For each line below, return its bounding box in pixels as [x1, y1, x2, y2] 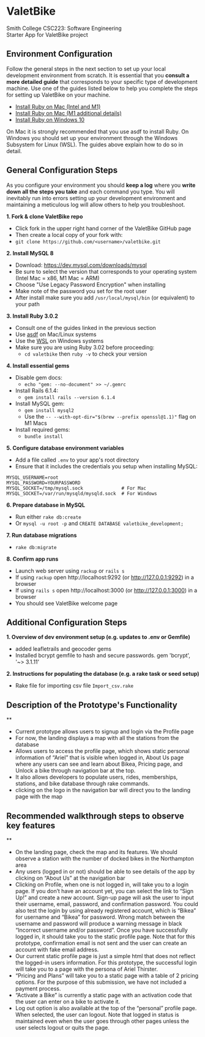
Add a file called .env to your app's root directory [15, 456, 140, 463]
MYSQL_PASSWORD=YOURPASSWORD [6, 479, 81, 486]
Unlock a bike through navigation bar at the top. [15, 767, 136, 774]
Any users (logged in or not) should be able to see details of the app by [15, 868, 195, 875]
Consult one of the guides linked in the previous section [15, 324, 156, 331]
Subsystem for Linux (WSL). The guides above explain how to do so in [6, 141, 184, 148]
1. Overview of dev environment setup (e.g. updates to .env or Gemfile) [6, 634, 191, 641]
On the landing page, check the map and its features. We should [15, 848, 177, 855]
